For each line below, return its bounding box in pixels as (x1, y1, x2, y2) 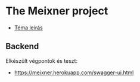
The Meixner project (5, 4, 108, 18)
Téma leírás (14, 24, 43, 31)
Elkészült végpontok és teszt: (5, 57, 78, 64)
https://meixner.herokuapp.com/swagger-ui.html (14, 69, 134, 76)
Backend (5, 41, 39, 51)
